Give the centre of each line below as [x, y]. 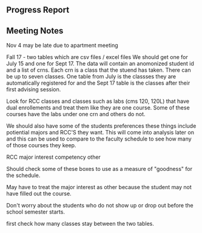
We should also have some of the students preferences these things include [101, 126]
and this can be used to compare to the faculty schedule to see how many [99, 139]
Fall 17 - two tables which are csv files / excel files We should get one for [97, 57]
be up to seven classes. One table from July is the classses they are [91, 77]
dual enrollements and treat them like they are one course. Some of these [98, 108]
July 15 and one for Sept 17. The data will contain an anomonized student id [100, 64]
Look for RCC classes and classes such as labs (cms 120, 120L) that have [98, 101]
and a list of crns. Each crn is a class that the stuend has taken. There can [99, 70]
